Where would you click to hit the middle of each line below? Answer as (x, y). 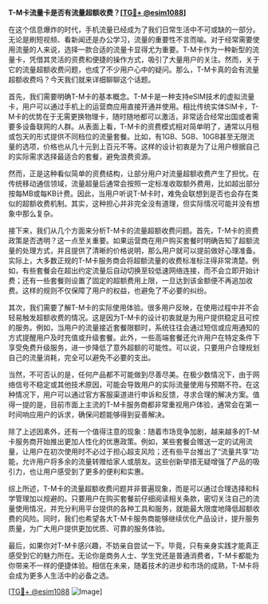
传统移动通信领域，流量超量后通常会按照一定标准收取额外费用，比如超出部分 (134, 184)
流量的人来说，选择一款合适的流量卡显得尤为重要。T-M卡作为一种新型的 (134, 50)
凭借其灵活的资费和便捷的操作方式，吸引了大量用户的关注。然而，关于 (144, 60)
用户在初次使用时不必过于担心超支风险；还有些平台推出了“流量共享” (141, 452)
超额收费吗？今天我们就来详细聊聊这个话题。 (82, 80)
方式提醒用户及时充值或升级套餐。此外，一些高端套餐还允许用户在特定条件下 (134, 338)
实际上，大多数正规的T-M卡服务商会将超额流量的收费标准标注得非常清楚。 (130, 260)
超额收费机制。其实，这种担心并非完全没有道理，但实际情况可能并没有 (137, 204)
